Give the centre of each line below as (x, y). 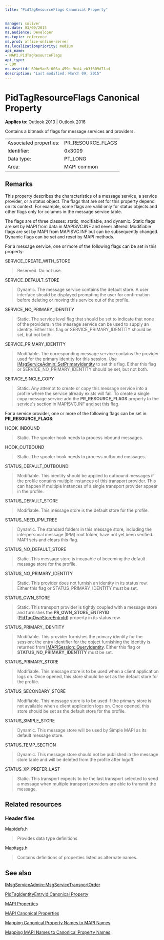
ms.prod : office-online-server (37, 42)
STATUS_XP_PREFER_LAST (32, 769)
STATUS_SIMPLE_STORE (30, 720)
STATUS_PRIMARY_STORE (32, 662)
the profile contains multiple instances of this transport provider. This (86, 481)
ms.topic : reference (26, 37)
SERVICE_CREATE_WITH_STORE (38, 261)
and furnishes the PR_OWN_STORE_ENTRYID (63, 612)
